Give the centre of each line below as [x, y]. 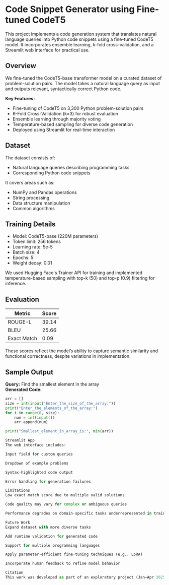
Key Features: [20, 98]
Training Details [30, 224]
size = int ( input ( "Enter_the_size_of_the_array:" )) [60, 403]
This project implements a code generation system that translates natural [81, 34]
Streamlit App [20, 440]
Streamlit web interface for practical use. [48, 50]
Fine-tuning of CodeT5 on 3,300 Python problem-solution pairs [78, 108]
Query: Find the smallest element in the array [52, 384]
